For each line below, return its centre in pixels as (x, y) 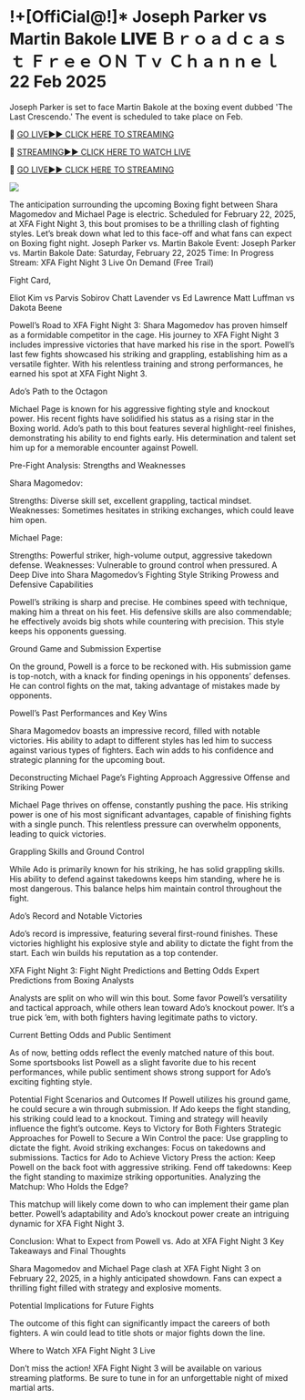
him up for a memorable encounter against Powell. (104, 448)
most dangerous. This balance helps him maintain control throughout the (146, 888)
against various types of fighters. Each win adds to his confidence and (142, 750)
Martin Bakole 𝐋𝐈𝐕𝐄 (83, 39)
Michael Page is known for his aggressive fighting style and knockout (140, 408)
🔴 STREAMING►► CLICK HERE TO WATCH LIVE (100, 151)
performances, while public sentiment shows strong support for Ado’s (140, 1072)
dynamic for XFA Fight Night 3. (67, 1223)
